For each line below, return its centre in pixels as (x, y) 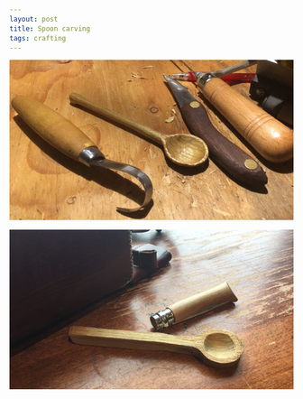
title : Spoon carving (50, 28)
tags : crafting (38, 38)
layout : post (34, 19)
